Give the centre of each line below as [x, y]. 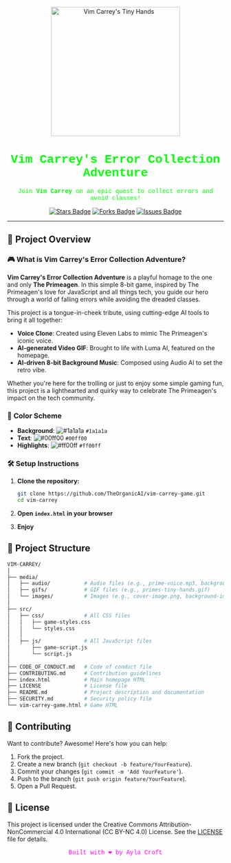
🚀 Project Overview [49, 240]
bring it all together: [35, 320]
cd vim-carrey [37, 500]
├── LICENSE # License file [67, 686]
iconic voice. [35, 341]
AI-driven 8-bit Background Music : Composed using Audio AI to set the [120, 363]
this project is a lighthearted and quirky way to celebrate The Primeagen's [112, 390]
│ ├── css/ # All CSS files [69, 616]
